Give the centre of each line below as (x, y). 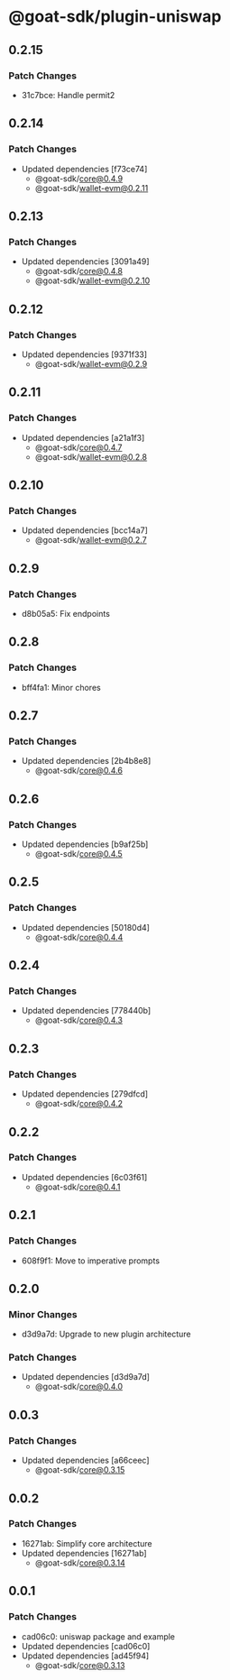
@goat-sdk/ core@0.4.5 (78, 854)
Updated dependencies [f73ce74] (84, 169)
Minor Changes (43, 1314)
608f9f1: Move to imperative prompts (90, 1261)
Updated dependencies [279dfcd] (85, 1094)
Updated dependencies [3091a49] (85, 262)
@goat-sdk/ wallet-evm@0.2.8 (91, 456)
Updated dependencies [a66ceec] (85, 1460)
